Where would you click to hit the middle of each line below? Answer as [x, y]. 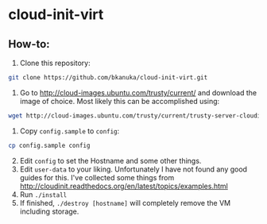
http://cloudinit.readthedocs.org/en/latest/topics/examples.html [124, 186]
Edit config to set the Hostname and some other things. [110, 160]
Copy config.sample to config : [70, 131]
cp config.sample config [49, 145]
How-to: [29, 44]
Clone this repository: [55, 63]
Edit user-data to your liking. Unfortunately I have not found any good [133, 169]
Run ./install [43, 194]
